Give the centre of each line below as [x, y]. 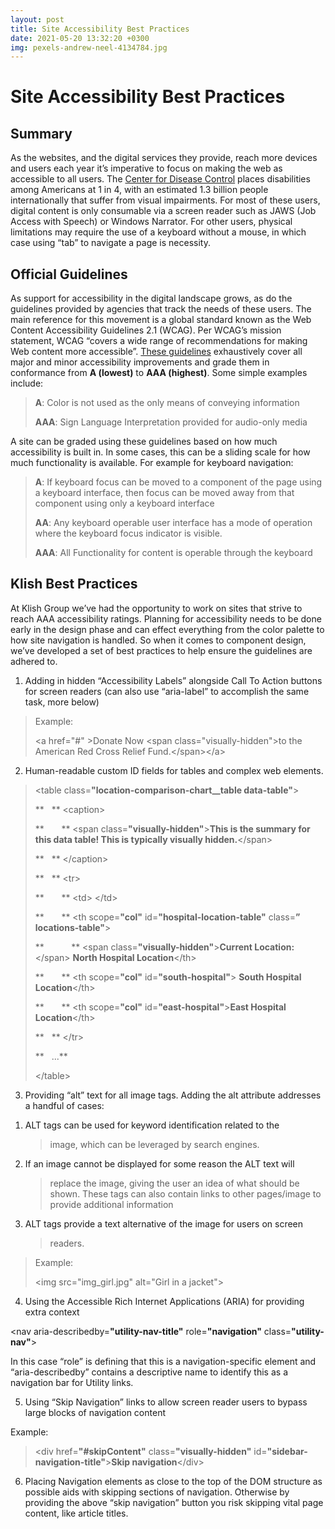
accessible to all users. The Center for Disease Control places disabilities [160, 179]
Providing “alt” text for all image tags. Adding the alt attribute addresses [173, 1095]
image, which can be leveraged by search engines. [154, 1144]
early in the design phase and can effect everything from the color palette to [167, 629]
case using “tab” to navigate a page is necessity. [110, 243]
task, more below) [62, 702]
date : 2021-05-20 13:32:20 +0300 [80, 38]
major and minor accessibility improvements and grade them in [140, 362]
